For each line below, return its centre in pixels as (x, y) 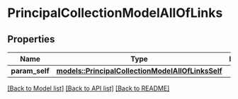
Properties (31, 39)
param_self (30, 71)
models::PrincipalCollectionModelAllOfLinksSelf (139, 71)
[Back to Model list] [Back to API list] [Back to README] (89, 88)
